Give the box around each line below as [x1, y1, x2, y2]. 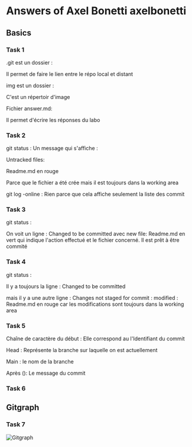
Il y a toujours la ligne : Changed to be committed [6, 283, 126, 290]
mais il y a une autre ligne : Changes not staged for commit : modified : [6, 294, 178, 301]
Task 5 [6, 321, 25, 330]
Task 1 [6, 46, 25, 54]
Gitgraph [6, 403, 40, 413]
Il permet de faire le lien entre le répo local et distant [6, 70, 134, 78]
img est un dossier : [6, 82, 54, 89]
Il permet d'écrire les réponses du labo [6, 116, 100, 123]
